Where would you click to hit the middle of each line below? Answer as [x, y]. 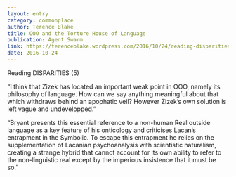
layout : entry [28, 14]
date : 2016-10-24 [33, 53]
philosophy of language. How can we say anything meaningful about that [113, 94]
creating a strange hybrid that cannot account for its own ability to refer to [114, 152]
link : [15, 46]
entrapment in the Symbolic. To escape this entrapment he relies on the [111, 137]
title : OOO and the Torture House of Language [77, 33]
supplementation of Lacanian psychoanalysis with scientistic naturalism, [112, 145]
